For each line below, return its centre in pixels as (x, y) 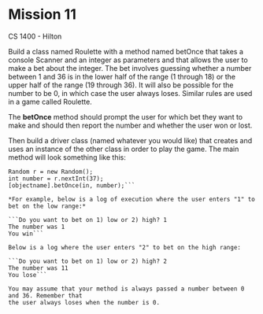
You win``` (26, 234)
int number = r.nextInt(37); (56, 179)
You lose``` (28, 275)
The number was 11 (38, 268)
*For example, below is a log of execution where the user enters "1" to (132, 199)
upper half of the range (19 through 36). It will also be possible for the (121, 85)
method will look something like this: (67, 157)
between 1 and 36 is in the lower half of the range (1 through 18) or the (122, 76)
